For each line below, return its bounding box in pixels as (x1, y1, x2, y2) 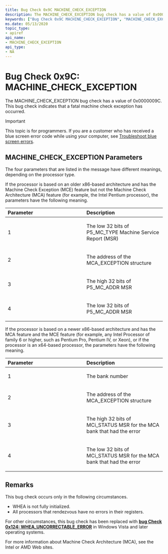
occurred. (5, 109, 25, 115)
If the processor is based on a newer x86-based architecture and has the (5, 326, 156, 332)
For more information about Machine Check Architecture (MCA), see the (5, 539, 154, 545)
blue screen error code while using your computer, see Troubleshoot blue (5, 133, 157, 139)
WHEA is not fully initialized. (12, 503, 70, 509)
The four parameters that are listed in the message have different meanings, (5, 166, 162, 173)
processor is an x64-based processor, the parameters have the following (5, 342, 156, 348)
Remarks (5, 480, 34, 489)
